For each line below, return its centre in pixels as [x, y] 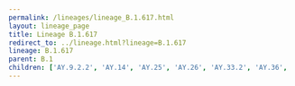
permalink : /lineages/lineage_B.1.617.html [92, 17]
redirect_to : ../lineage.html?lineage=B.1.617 [97, 43]
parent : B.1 [31, 59]
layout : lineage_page [49, 26]
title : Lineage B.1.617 [53, 34]
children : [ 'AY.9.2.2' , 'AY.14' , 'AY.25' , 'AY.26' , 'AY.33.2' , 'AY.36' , [148, 68]
